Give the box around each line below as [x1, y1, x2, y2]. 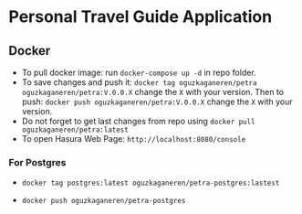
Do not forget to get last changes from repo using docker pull [21, 116, 256, 126]
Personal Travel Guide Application [8, 6, 273, 27]
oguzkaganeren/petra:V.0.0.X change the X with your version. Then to [21, 87, 285, 97]
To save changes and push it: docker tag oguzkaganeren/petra [21, 77, 257, 88]
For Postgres [8, 155, 67, 168]
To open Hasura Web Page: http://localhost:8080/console [21, 134, 246, 144]
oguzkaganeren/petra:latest [21, 125, 129, 134]
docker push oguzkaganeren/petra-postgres [21, 197, 186, 206]
